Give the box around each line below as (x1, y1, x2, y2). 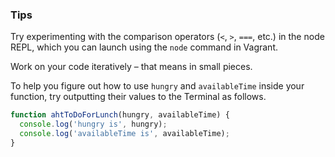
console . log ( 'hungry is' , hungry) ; (19, 119, 168, 130)
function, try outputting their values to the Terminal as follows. (10, 91, 267, 103)
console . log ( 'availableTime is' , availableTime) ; (19, 129, 230, 139)
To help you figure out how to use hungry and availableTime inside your (10, 80, 305, 92)
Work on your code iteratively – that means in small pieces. (10, 61, 253, 73)
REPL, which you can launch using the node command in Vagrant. (10, 41, 278, 53)
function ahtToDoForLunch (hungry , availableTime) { (10, 110, 230, 120)
